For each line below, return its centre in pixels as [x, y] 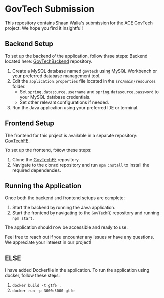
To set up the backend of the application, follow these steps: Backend [76, 56]
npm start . [23, 218]
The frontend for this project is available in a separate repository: [71, 135]
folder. [19, 86]
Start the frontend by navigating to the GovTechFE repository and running [86, 213]
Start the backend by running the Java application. [64, 208]
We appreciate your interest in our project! [48, 242]
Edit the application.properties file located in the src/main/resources [84, 81]
